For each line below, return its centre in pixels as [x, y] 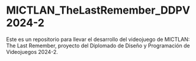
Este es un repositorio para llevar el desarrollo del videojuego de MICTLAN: [98, 39]
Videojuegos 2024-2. [32, 52]
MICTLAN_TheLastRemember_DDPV [98, 10]
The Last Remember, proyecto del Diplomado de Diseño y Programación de [98, 46]
